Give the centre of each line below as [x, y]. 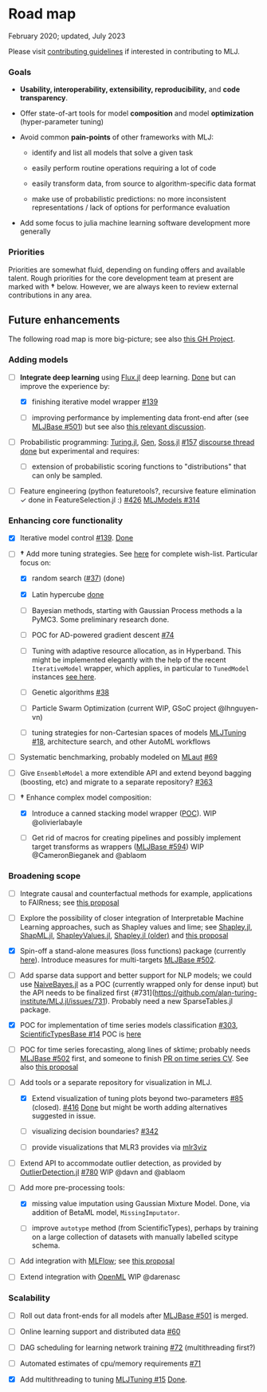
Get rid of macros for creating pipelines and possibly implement [136, 838]
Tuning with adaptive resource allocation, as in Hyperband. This [136, 651]
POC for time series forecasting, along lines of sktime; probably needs [135, 1049]
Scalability [29, 1298]
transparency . [44, 98]
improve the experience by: [65, 386]
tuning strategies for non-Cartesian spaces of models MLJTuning [139, 732]
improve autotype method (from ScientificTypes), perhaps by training [145, 1228]
